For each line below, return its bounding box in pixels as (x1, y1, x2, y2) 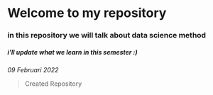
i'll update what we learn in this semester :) (7, 47, 138, 56)
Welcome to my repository (7, 5, 167, 21)
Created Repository (24, 79, 82, 88)
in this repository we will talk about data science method (7, 30, 207, 40)
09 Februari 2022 (7, 66, 59, 74)
